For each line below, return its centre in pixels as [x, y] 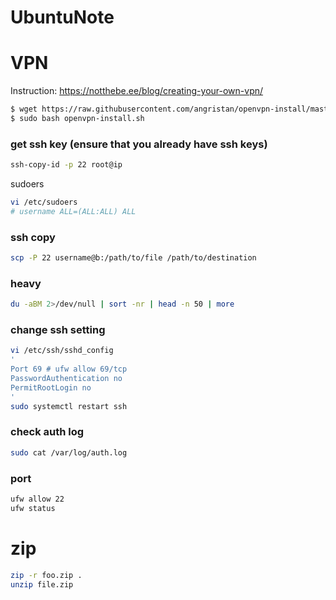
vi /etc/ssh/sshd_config [62, 351]
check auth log [47, 432]
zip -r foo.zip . [46, 575]
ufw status [33, 508]
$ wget [24, 109]
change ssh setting [58, 330]
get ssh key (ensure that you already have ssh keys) [139, 144]
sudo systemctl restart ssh [69, 406]
